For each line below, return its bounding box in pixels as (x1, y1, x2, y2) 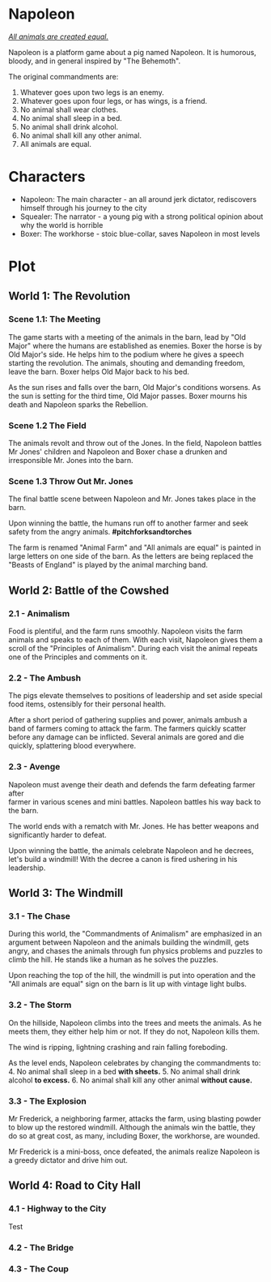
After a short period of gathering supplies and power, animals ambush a (8, 715, 248, 725)
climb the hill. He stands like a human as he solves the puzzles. (8, 954, 218, 965)
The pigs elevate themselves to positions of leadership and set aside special (8, 691, 263, 701)
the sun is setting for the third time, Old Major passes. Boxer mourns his (8, 391, 248, 401)
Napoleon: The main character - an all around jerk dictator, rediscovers (19, 194, 257, 204)
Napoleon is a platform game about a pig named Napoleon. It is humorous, (8, 47, 256, 57)
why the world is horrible (19, 220, 104, 229)
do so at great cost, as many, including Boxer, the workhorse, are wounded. (8, 1130, 260, 1140)
